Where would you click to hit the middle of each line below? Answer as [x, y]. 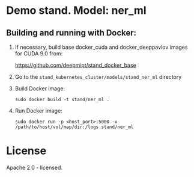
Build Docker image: [40, 88]
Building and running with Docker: [71, 33]
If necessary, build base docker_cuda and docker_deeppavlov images [101, 47]
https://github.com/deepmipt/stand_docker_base [75, 65]
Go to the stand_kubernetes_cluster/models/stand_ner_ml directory [98, 77]
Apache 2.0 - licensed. [35, 167]
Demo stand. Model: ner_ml [76, 11]
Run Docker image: [38, 111]
